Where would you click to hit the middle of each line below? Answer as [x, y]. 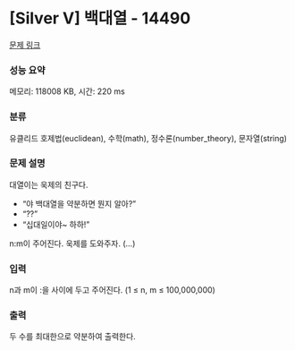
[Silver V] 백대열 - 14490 [100, 18]
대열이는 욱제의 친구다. [49, 184]
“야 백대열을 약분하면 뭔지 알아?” [79, 203]
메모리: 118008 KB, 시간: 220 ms [67, 91]
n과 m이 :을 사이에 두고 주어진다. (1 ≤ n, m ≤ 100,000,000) [113, 290]
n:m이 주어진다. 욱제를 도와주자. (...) [72, 243]
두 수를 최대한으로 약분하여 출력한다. [72, 337]
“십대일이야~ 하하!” [56, 224]
